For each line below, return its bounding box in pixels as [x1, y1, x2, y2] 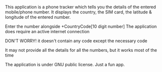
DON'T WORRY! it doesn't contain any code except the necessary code [5, 38, 147, 44]
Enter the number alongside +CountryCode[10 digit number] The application [5, 24, 157, 29]
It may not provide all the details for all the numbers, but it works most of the [5, 48, 157, 53]
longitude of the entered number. [5, 14, 71, 20]
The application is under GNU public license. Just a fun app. [5, 62, 125, 67]
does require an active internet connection [5, 29, 90, 34]
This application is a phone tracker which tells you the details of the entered [5, 4, 156, 10]
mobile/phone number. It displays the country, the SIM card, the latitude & [5, 9, 152, 15]
